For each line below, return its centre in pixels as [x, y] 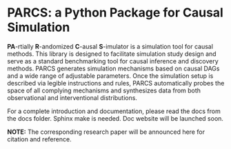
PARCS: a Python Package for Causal [115, 13]
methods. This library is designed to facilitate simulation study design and [112, 54]
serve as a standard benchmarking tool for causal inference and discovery [113, 61]
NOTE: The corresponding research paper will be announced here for [106, 132]
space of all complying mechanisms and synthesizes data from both [104, 90]
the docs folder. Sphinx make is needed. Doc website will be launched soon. [115, 118]
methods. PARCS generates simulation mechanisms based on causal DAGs [113, 68]
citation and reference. [39, 139]
